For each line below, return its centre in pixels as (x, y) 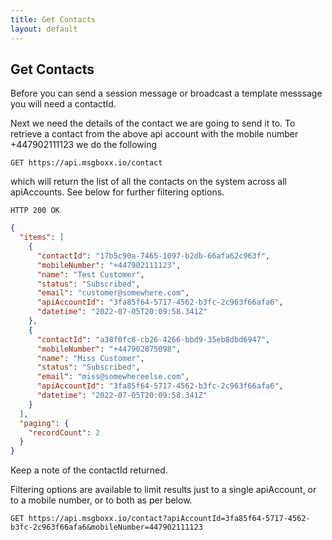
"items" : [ (42, 237)
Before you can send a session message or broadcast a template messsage (166, 93)
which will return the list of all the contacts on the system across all (148, 182)
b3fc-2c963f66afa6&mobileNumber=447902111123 (106, 527)
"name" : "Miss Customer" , (90, 358)
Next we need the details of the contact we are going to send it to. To (153, 123)
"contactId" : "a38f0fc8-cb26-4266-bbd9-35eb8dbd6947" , (153, 339)
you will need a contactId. (63, 104)
